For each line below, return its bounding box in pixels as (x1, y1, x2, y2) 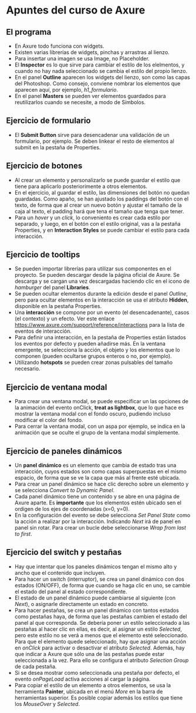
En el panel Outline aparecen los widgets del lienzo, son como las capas (14, 74, 191, 81)
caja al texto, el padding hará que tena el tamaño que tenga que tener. (14, 207, 184, 215)
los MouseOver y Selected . (14, 700, 80, 707)
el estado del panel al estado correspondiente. (14, 588, 127, 595)
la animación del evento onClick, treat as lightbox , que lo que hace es (14, 404, 184, 411)
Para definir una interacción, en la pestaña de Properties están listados (14, 334, 186, 341)
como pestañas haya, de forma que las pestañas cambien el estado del (14, 612, 187, 620)
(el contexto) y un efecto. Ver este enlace (14, 315, 115, 322)
